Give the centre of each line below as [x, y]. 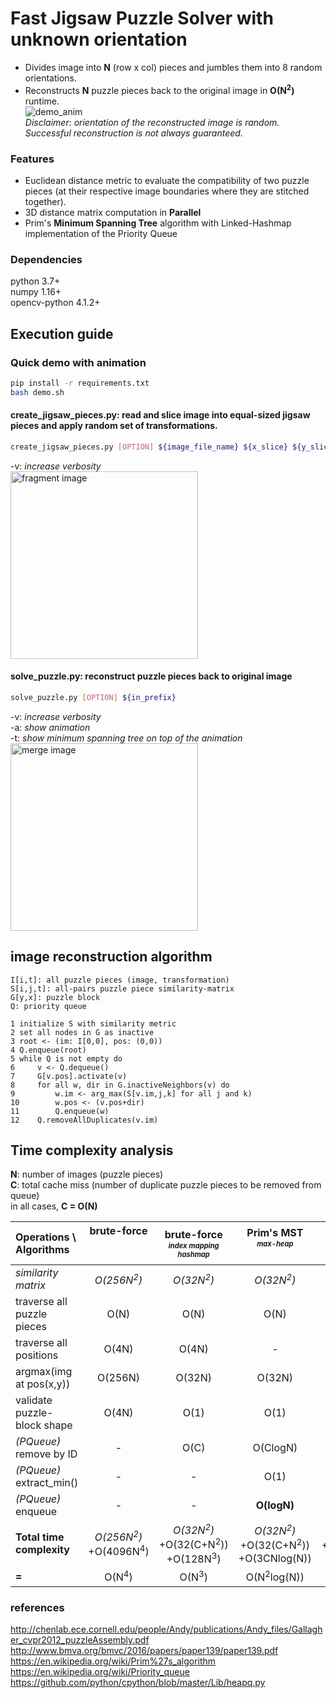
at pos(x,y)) [43, 1384]
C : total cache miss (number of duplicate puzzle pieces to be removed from [166, 1185]
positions [37, 1355]
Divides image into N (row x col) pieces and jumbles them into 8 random [173, 67]
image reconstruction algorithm [111, 957]
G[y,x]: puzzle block [55, 997]
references [37, 1607]
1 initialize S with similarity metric [93, 1023]
